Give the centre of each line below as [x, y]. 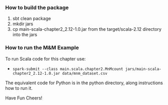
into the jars [25, 35]
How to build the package [37, 8]
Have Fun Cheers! [24, 98]
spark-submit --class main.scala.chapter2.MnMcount [68, 69]
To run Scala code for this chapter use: [46, 59]
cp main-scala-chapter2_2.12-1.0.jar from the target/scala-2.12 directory [87, 29]
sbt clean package [32, 19]
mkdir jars [23, 24]
